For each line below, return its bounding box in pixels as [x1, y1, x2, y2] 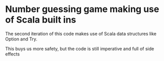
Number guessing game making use [5, 3, 159, 15]
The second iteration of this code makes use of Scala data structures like [5, 30, 157, 36]
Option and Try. [5, 36, 38, 42]
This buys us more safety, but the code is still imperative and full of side [5, 45, 154, 51]
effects [5, 51, 20, 57]
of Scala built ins [5, 14, 76, 25]
